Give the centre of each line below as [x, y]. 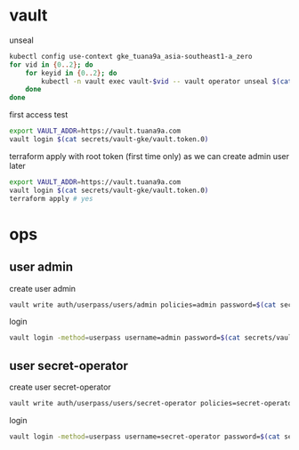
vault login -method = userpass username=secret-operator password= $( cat [145, 437]
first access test [39, 115]
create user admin [43, 288]
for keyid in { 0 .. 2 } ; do [71, 73]
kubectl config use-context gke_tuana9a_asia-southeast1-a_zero [131, 56]
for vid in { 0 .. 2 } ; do [51, 64]
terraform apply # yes [51, 198]
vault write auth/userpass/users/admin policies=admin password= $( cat [143, 305]
